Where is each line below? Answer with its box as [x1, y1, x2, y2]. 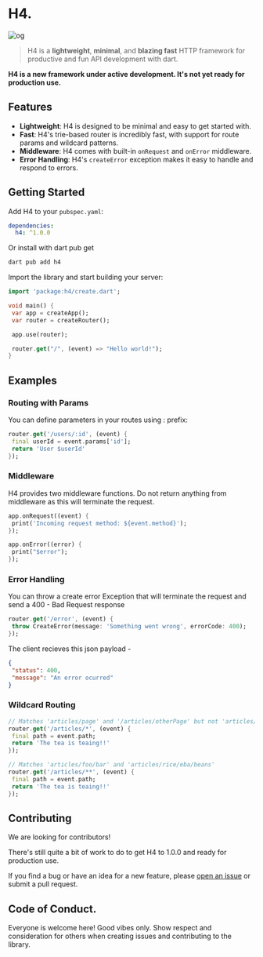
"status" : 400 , [11, 666, 61, 675]
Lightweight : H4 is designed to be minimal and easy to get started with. [19, 121, 252, 130]
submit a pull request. [8, 879, 78, 889]
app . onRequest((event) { [8, 511, 89, 520]
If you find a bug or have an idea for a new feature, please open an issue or [8, 871, 250, 881]
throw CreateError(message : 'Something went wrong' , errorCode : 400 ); [11, 623, 247, 631]
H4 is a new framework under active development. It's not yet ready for [8, 69, 245, 78]
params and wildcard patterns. [19, 138, 119, 147]
